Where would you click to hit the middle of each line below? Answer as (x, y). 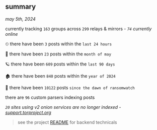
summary (21, 7)
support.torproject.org (28, 112)
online (12, 34)
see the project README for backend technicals (67, 122)
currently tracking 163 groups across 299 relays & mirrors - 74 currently (78, 29)
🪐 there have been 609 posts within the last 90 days (60, 64)
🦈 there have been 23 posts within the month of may (58, 54)
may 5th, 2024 (21, 19)
